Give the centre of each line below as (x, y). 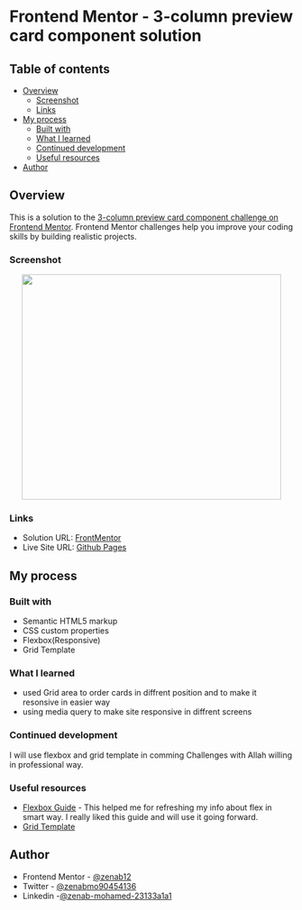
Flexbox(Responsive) (61, 641)
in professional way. (46, 764)
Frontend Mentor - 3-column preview (151, 17)
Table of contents (59, 69)
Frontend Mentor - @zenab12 (77, 877)
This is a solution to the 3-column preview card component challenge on (144, 217)
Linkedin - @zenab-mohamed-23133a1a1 (97, 896)
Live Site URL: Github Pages (74, 548)
